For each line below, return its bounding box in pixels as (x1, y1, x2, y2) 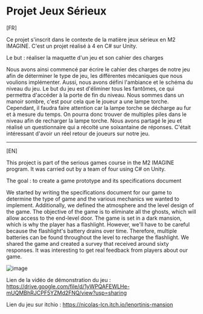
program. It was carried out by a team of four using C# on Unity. (6, 165, 166, 173)
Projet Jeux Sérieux (6, 4, 107, 18)
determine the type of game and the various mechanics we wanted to (6, 195, 179, 202)
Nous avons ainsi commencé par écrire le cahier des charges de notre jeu (6, 65, 190, 73)
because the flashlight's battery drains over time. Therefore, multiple (6, 227, 177, 234)
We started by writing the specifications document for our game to (6, 188, 172, 196)
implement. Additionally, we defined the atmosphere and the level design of (6, 201, 195, 209)
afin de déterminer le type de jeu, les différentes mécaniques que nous (6, 72, 183, 79)
